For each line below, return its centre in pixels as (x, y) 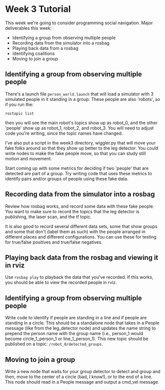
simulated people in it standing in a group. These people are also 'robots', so (82, 99)
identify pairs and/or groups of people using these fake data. (67, 179)
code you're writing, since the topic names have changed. (64, 133)
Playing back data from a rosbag (45, 48)
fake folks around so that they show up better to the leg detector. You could (82, 148)
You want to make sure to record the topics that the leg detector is (72, 211)
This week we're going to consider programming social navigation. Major (79, 23)
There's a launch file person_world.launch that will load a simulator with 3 (79, 94)
